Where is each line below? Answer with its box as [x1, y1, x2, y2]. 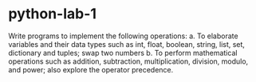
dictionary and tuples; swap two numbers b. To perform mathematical [8, 48, 238, 57]
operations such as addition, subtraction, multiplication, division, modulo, [8, 57, 249, 66]
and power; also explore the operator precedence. [8, 64, 174, 74]
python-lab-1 [8, 5, 97, 23]
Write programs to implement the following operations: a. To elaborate [8, 31, 238, 41]
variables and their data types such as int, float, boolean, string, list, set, [8, 39, 246, 49]
